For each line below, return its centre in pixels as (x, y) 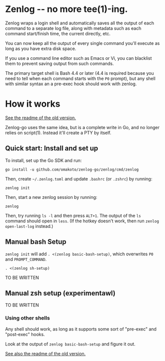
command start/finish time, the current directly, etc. (58, 33)
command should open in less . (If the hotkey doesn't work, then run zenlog (82, 221)
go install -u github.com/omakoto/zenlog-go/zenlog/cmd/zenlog (72, 170)
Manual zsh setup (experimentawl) (60, 293)
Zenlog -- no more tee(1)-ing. (67, 9)
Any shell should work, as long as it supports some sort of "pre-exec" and (81, 329)
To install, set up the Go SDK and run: (43, 160)
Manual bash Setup (36, 242)
